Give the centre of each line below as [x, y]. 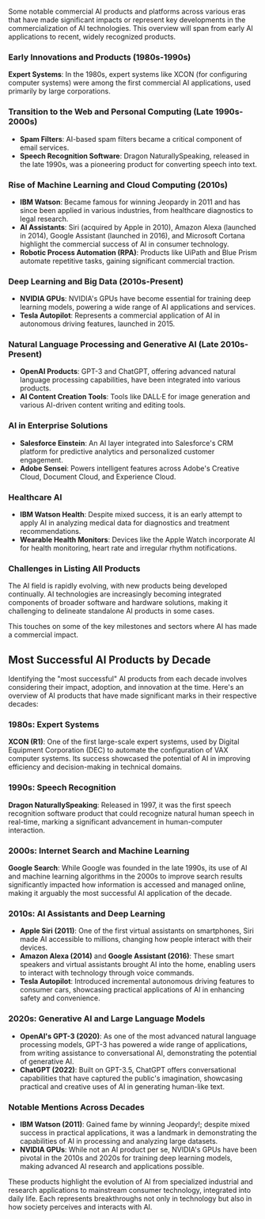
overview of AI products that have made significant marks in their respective [132, 695]
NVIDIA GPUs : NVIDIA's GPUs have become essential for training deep [135, 299]
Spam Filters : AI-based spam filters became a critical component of [131, 139]
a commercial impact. [44, 635]
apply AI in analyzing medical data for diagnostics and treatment [125, 523]
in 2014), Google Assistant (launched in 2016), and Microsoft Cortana [132, 235]
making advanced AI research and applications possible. [112, 1166]
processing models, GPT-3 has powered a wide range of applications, [133, 1044]
